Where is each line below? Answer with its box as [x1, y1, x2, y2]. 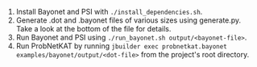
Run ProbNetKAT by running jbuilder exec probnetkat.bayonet [15, 41, 227, 51]
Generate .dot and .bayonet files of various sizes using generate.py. [15, 15, 242, 25]
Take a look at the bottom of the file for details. [15, 24, 172, 33]
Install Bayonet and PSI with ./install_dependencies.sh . [15, 7, 203, 16]
